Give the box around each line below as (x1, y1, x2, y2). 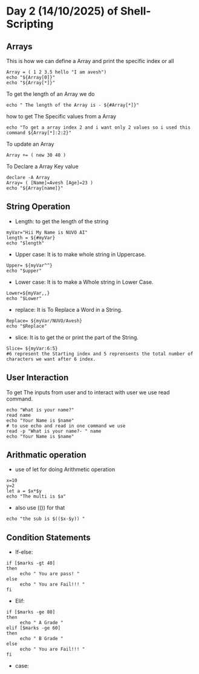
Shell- (120, 4, 151, 18)
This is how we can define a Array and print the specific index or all (6, 58, 174, 64)
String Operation (6, 201, 71, 212)
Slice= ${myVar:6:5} (6, 345, 59, 351)
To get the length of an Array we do (6, 90, 95, 98)
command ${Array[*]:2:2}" (6, 130, 71, 136)
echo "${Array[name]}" (6, 185, 64, 191)
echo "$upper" (6, 268, 42, 274)
